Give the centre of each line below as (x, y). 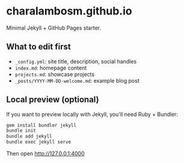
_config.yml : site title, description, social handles (76, 61)
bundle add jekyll (29, 136)
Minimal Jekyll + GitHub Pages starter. (54, 28)
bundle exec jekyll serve (38, 142)
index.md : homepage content (51, 68)
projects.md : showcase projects (55, 74)
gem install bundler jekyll (41, 125)
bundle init (21, 131)
